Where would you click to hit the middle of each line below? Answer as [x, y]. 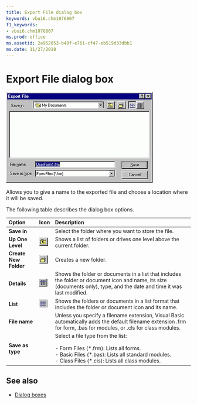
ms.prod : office [26, 37]
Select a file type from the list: [91, 336]
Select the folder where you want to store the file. [114, 231]
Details [17, 283]
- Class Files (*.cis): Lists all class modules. [108, 361]
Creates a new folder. [81, 260]
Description [69, 222]
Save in [18, 231]
